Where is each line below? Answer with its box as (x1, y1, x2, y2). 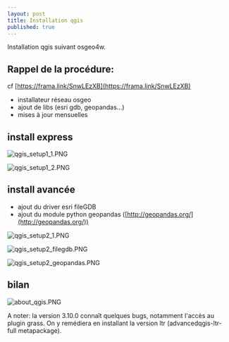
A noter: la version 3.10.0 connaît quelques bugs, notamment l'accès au (7, 311, 215, 319)
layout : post (7, 10, 46, 18)
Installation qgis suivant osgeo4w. (7, 43, 106, 51)
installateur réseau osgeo (17, 96, 92, 104)
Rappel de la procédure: (7, 63, 115, 75)
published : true (7, 23, 55, 30)
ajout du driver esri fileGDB (17, 202, 97, 211)
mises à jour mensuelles (17, 111, 88, 119)
